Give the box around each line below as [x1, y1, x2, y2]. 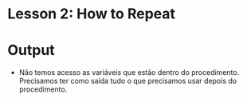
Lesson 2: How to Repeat [7, 5, 176, 23]
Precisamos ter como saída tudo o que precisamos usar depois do [18, 76, 237, 86]
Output [7, 41, 55, 60]
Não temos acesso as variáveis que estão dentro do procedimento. [18, 68, 240, 77]
